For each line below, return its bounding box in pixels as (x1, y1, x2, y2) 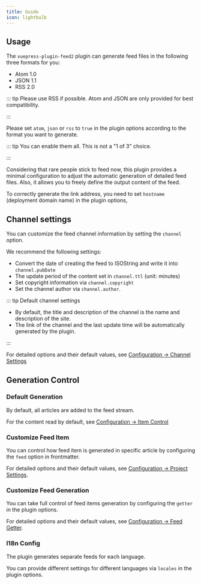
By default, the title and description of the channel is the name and (14, 309, 180, 316)
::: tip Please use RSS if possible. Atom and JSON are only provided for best (6, 95, 194, 102)
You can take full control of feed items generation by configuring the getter (6, 500, 193, 507)
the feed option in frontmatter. (6, 453, 80, 460)
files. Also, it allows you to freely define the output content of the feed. (6, 178, 181, 186)
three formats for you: (6, 59, 61, 66)
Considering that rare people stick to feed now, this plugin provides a (6, 166, 177, 173)
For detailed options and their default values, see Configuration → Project (6, 465, 188, 472)
